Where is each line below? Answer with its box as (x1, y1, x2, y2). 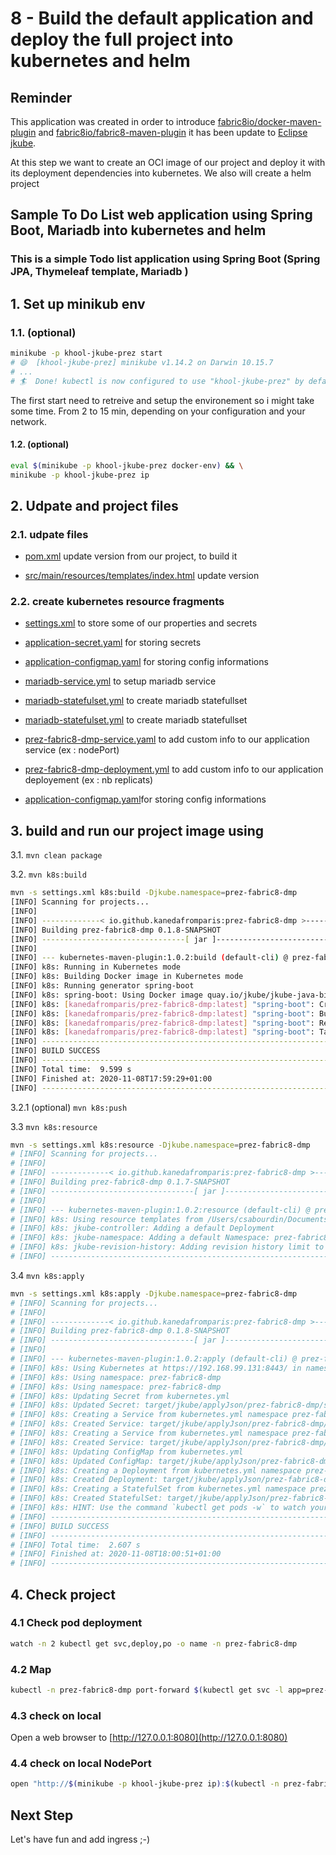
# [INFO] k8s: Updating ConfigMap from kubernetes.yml (10, 1447, 244, 1457)
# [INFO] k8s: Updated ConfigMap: (10, 1456, 155, 1466)
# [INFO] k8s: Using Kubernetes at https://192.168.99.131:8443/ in (10, 1363, 302, 1373)
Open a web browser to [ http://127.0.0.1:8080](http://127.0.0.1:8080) (10, 1732, 288, 1744)
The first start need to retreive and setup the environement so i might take (10, 394, 315, 406)
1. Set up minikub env (10, 295, 146, 312)
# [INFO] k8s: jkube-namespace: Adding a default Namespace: (10, 1233, 271, 1243)
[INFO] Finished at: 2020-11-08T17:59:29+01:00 (10, 1073, 213, 1084)
